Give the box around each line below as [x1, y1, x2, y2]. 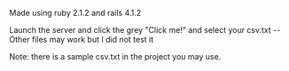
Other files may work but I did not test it [9, 35, 154, 44]
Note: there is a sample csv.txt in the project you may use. [9, 51, 222, 61]
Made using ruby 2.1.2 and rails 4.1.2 [9, 8, 142, 18]
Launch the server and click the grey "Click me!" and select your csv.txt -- [9, 25, 281, 35]
